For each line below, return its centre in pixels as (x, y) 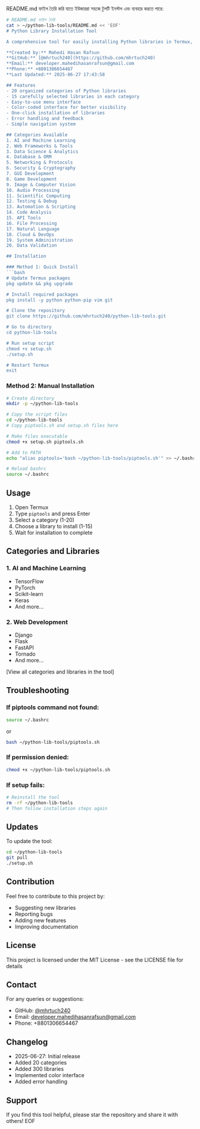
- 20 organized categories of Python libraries (66, 91)
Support (22, 1100)
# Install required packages (42, 294)
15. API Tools (24, 218)
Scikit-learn (29, 594)
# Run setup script (30, 343)
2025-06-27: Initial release (47, 1056)
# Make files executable (37, 436)
